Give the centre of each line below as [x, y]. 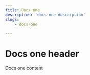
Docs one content [24, 68]
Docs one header [42, 54]
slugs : [12, 19]
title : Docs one [22, 10]
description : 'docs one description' [46, 15]
